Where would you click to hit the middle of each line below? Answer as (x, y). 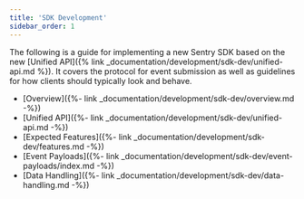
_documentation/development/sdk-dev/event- (207, 156)
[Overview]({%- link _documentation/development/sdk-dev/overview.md (158, 98)
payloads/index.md (59, 166)
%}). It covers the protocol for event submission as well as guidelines (166, 71)
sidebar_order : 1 (42, 26)
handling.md (46, 185)
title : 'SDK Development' (58, 18)
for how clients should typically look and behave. (101, 81)
